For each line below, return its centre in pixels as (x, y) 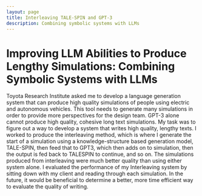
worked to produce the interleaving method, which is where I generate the (99, 135)
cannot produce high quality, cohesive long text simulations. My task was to (101, 122)
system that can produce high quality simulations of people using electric (98, 103)
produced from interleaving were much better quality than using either (94, 161)
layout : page (23, 12)
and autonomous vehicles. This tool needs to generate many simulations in (99, 109)
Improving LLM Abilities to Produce (96, 53)
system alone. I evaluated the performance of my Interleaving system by (97, 167)
